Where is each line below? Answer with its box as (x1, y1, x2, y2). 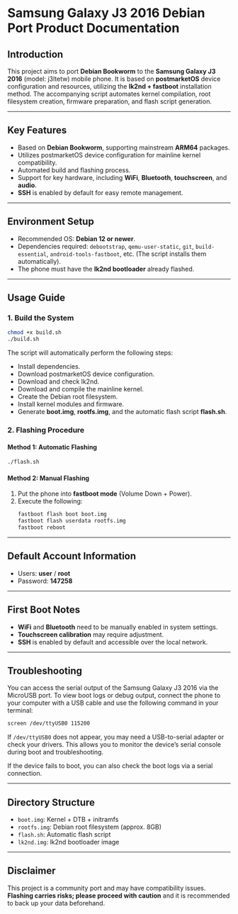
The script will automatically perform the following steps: (7, 349, 174, 357)
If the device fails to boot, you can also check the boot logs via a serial (7, 762, 213, 770)
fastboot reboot (17, 524, 66, 531)
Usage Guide (7, 292, 66, 304)
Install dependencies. (17, 362, 81, 371)
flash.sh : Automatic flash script (17, 830, 111, 839)
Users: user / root (17, 569, 71, 577)
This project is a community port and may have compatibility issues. (7, 884, 206, 892)
